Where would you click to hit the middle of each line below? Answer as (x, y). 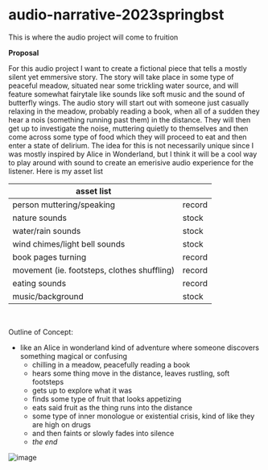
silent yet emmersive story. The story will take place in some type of (122, 77)
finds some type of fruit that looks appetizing (107, 399)
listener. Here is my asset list (56, 171)
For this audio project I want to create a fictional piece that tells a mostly (128, 68)
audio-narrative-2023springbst (116, 15)
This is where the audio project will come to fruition (93, 37)
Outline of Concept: (41, 331)
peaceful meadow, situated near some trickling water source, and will (124, 85)
